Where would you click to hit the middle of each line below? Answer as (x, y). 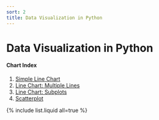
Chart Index (22, 66)
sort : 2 (16, 12)
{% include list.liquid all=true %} (47, 110)
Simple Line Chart (38, 79)
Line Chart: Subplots (41, 92)
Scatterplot (29, 98)
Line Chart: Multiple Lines (47, 85)
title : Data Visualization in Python (54, 18)
